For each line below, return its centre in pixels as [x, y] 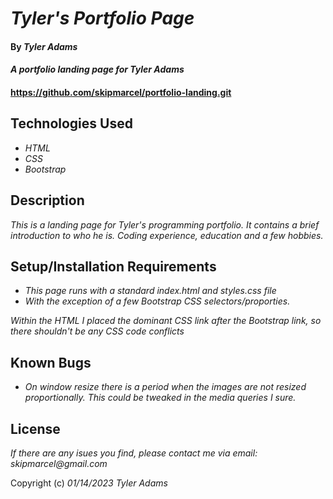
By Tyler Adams [44, 46]
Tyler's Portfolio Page [102, 18]
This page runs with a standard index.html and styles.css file [150, 291]
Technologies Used [71, 123]
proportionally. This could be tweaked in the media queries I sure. [160, 398]
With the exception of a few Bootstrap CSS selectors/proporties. [157, 301]
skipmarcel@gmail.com [59, 464]
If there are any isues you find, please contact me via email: [134, 453]
